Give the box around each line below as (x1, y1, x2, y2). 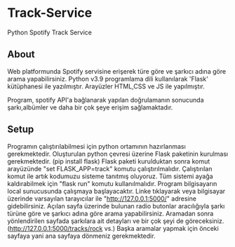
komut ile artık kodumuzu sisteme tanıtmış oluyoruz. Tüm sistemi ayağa (7, 172, 213, 180)
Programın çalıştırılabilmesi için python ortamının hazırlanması (7, 142, 186, 150)
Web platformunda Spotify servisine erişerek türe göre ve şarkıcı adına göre (7, 67, 227, 75)
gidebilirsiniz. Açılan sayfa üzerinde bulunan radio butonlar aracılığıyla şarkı (7, 201, 225, 210)
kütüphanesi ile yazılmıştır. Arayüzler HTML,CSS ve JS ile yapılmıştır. (7, 82, 205, 91)
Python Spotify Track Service (7, 28, 93, 36)
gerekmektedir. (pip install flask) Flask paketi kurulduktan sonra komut (7, 156, 210, 166)
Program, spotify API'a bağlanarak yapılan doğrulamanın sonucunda (7, 95, 205, 104)
